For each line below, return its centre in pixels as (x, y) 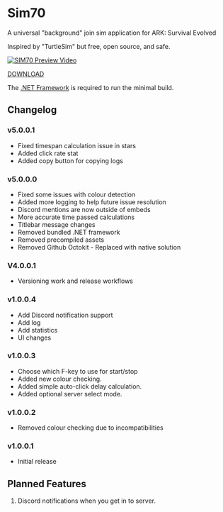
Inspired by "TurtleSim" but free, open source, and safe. (89, 46)
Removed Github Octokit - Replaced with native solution (99, 247)
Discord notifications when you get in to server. (86, 501)
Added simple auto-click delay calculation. (80, 386)
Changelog (32, 110)
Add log (29, 322)
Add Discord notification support (65, 315)
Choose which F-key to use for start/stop (78, 371)
